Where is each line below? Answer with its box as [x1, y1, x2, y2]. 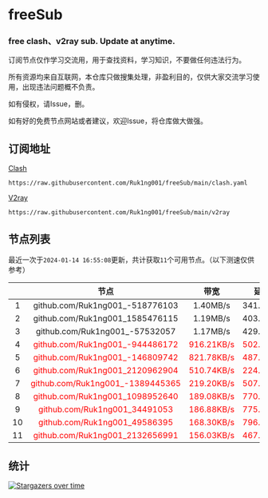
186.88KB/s [188, 404, 235, 415]
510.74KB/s [188, 365, 235, 376]
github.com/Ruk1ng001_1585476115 [33, 313, 179, 325]
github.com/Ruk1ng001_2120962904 [33, 365, 179, 376]
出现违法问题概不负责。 [22, 82, 100, 92]
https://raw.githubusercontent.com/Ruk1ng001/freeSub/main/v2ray [8, 209, 230, 217]
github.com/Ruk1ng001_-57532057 [35, 326, 176, 337]
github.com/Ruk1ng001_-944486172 [33, 339, 179, 350]
